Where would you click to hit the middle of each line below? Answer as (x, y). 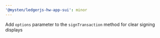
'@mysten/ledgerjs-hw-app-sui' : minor (46, 10)
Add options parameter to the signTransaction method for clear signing (80, 24)
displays (14, 30)
